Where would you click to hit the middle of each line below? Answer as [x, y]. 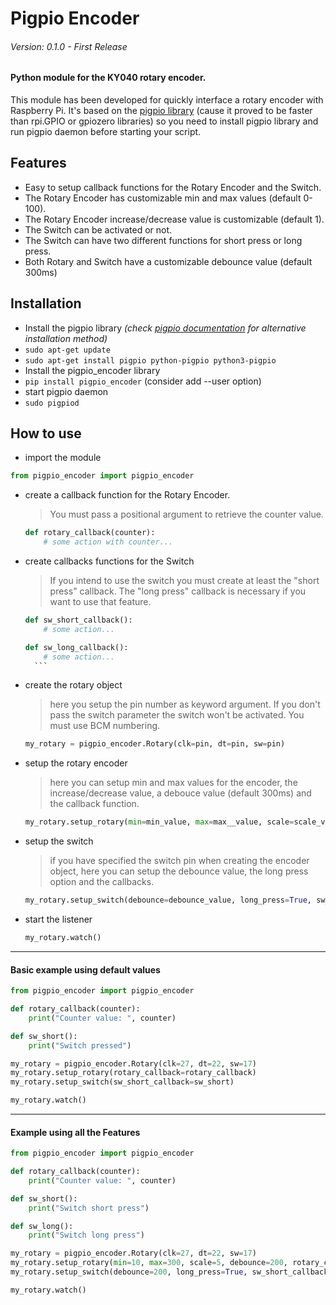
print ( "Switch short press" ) [89, 1208]
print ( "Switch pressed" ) [80, 1045]
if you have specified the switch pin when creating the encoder [179, 861]
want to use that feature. [100, 602]
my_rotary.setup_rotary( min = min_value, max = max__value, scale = [159, 822]
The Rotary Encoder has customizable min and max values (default [163, 198]
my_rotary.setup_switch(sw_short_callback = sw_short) [122, 1082]
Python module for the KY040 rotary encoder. [108, 78]
